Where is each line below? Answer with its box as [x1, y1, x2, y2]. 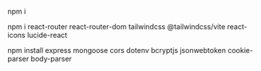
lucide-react [26, 31, 68, 39]
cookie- [227, 46, 253, 54]
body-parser [30, 54, 73, 63]
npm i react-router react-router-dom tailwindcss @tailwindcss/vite [7, 22, 226, 31]
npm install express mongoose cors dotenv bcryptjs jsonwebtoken [7, 46, 227, 54]
